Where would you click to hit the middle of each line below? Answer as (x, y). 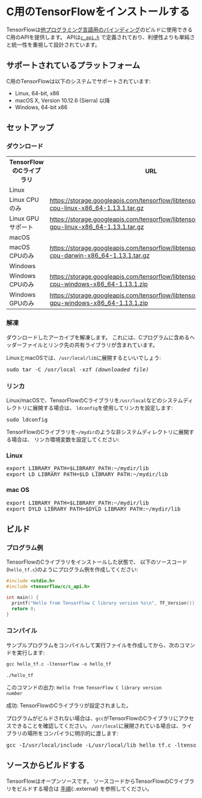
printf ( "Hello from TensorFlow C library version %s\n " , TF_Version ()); (105, 603)
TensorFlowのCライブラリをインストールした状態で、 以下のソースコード (97, 562)
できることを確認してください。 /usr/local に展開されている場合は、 (96, 726)
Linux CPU (24, 200)
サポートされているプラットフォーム (73, 65)
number (14, 693)
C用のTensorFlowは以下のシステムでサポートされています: (79, 81)
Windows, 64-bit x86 (41, 107)
